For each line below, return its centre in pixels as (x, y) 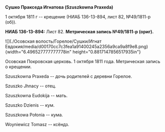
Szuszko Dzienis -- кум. (30, 105)
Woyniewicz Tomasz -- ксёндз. (37, 124)
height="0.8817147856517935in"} (107, 52)
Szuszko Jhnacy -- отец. (31, 86)
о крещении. (19, 67)
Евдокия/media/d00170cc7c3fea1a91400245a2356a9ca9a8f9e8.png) (77, 46)
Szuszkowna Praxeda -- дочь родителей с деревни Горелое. (69, 76)
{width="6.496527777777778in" (38, 52)
